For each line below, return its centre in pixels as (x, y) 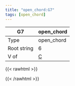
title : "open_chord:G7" (30, 10)
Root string (20, 48)
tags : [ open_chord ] (25, 15)
